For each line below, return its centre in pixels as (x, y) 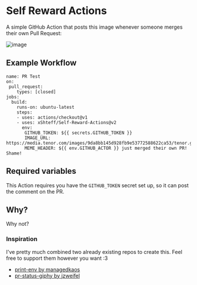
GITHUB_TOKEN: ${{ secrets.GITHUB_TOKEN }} (78, 133)
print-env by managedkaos (47, 269)
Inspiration (22, 239)
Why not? (18, 224)
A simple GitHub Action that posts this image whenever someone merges (94, 27)
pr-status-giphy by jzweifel (47, 276)
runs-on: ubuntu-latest (46, 107)
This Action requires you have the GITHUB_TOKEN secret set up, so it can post (97, 185)
